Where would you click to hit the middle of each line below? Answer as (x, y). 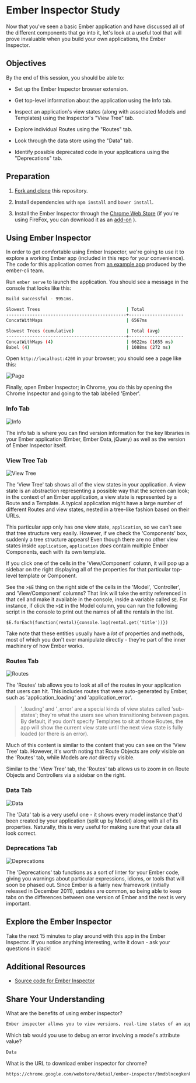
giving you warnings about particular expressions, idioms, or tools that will (95, 878)
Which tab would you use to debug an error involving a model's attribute (93, 1035)
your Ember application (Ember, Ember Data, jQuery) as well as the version (96, 439)
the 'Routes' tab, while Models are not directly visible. (71, 758)
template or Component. (48, 575)
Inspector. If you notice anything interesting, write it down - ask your (88, 942)
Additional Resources (46, 967)
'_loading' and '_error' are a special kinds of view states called (95, 709)
